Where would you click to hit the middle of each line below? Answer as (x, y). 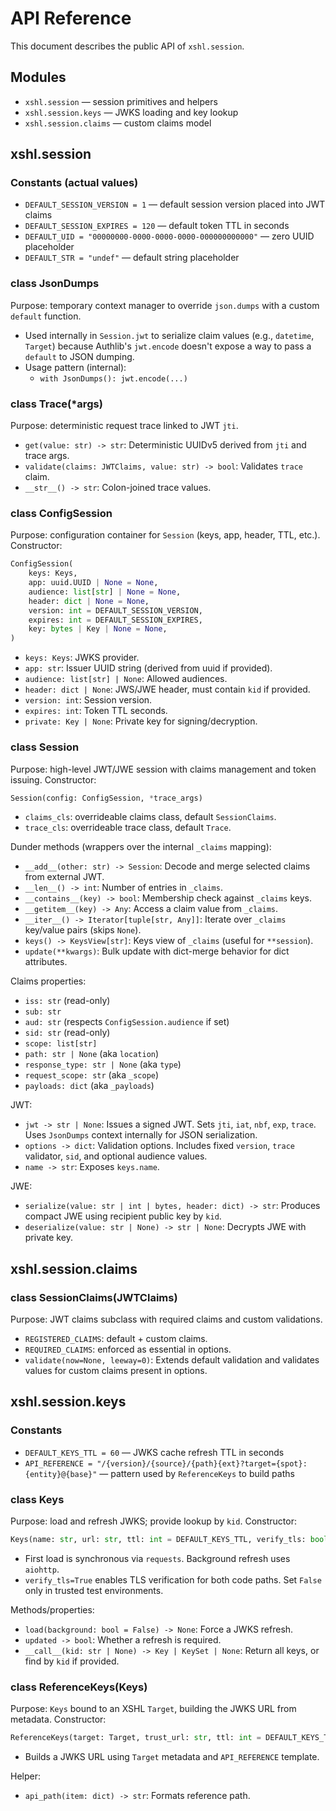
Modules (38, 77)
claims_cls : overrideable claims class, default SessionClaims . (150, 817)
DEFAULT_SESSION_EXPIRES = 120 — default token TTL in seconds (157, 226)
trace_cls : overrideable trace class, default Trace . (128, 828)
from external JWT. (64, 877)
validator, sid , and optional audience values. (116, 1156)
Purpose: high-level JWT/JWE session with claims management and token (163, 769)
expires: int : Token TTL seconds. (96, 711)
